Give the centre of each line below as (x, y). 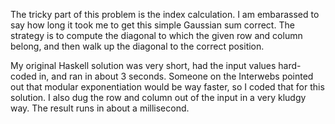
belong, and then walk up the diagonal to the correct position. (137, 46)
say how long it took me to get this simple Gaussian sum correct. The (152, 25)
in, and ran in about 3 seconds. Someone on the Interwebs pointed (176, 76)
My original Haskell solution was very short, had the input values (143, 65)
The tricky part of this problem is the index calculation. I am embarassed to (165, 14)
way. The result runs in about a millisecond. (100, 108)
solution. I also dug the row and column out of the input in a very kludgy (158, 97)
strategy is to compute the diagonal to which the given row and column (156, 35)
